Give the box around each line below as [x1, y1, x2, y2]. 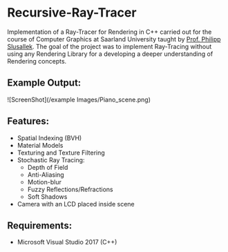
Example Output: [7, 77, 82, 89]
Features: [7, 115, 50, 127]
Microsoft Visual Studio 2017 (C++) [17, 238, 117, 246]
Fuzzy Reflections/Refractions [27, 185, 114, 193]
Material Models [17, 141, 64, 149]
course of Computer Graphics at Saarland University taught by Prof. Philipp [7, 35, 221, 43]
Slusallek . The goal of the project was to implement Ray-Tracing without [7, 42, 212, 50]
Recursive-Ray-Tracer [7, 5, 137, 21]
